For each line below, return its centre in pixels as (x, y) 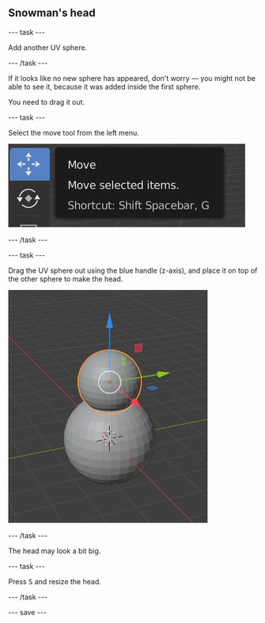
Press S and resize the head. (55, 581)
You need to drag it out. (47, 101)
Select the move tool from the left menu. (74, 132)
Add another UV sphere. (48, 48)
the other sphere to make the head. (66, 279)
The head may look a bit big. (55, 551)
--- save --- (28, 612)
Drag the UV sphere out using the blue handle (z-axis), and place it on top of (133, 270)
